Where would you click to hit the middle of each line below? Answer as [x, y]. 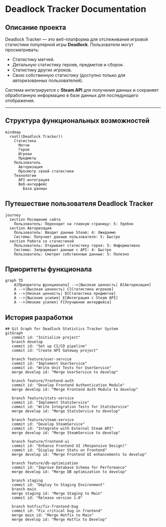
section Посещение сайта [35, 219]
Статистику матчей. [33, 59]
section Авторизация [31, 228]
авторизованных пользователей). [48, 80]
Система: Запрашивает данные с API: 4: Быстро [63, 250]
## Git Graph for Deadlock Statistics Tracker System [62, 329]
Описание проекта [36, 27]
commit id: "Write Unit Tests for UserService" [62, 368]
